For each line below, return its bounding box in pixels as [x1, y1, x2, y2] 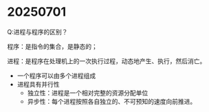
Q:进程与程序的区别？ [7, 27, 68, 36]
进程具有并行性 [16, 80, 60, 88]
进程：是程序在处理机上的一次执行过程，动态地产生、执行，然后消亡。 [7, 56, 206, 65]
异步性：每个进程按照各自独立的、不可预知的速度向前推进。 [27, 97, 197, 105]
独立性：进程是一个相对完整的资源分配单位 [27, 89, 148, 97]
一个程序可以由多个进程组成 [16, 71, 96, 80]
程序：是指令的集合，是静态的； [7, 42, 98, 50]
